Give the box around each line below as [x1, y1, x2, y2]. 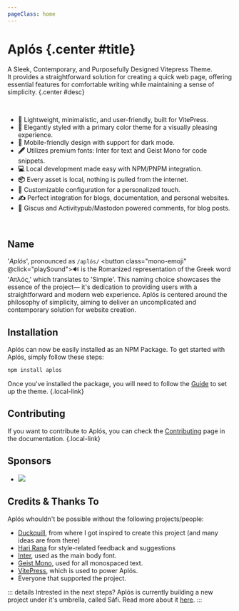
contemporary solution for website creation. [7, 305, 137, 314]
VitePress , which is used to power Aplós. [17, 566, 138, 575]
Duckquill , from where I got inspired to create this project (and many [17, 528, 219, 537]
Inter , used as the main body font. [17, 551, 117, 560]
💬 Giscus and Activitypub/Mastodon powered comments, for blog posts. [17, 203, 230, 212]
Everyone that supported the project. [17, 574, 126, 582]
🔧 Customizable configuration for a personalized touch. [17, 185, 180, 193]
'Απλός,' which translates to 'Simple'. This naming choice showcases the [7, 276, 221, 284]
